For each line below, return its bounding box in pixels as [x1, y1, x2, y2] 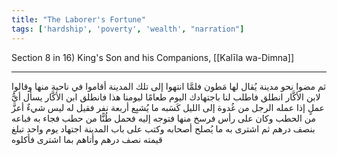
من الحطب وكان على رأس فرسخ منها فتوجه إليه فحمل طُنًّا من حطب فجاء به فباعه [11, 112, 316, 124]
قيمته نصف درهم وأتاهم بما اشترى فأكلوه [11, 133, 163, 145]
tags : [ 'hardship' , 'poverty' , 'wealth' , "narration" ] [11, 24, 245, 34]
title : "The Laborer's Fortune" [11, 14, 146, 25]
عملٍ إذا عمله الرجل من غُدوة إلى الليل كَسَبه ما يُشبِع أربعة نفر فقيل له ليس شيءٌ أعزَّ [11, 101, 325, 113]
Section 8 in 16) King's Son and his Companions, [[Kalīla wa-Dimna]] [11, 51, 295, 63]
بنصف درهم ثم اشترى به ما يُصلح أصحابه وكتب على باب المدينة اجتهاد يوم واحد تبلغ [11, 122, 316, 135]
